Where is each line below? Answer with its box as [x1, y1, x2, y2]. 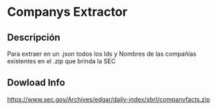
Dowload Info [7, 77, 65, 89]
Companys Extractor [7, 4, 128, 20]
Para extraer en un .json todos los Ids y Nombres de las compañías [7, 49, 197, 58]
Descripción [7, 32, 60, 43]
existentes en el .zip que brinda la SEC [7, 57, 116, 65]
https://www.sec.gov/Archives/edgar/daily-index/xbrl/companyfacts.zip [7, 95, 211, 103]
